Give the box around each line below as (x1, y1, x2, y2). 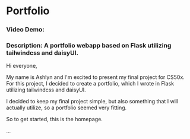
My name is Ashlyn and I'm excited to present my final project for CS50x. (6, 74, 185, 81)
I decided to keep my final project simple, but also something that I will (6, 98, 179, 105)
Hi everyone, (6, 62, 37, 69)
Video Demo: (6, 26, 45, 34)
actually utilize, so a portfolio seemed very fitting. (6, 104, 127, 111)
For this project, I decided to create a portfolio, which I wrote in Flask (6, 80, 175, 87)
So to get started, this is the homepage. (6, 116, 103, 123)
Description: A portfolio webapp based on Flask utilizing (6, 42, 172, 50)
